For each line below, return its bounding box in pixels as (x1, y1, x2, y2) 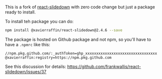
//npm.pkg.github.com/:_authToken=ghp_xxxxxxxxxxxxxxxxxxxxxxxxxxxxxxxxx (5, 51, 158, 56)
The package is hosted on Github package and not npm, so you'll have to (5, 36, 151, 42)
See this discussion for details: (5, 64, 66, 69)
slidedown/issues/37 (5, 68, 47, 74)
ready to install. (5, 9, 36, 15)
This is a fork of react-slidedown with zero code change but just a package (5, 4, 155, 10)
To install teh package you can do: (5, 19, 74, 24)
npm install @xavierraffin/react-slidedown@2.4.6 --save (5, 28, 123, 33)
